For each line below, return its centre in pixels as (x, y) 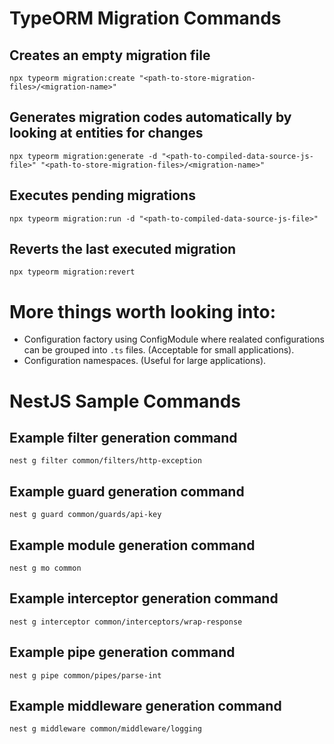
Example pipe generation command (122, 652)
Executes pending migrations (102, 195)
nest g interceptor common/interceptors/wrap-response (126, 622)
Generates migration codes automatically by (150, 117)
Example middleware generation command (145, 706)
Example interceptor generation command (144, 598)
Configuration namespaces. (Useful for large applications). (145, 361)
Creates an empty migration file (110, 55)
